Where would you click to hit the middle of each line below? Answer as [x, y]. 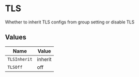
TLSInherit [20, 59]
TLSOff [15, 67]
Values [16, 37]
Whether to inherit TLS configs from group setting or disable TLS [70, 22]
